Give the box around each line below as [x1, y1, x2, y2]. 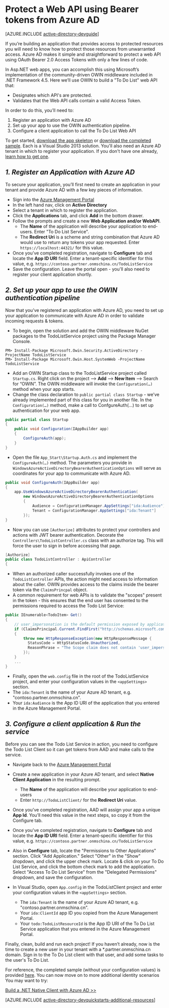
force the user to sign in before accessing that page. [12, 542, 122, 549]
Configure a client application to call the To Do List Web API [12, 127, 136, 134]
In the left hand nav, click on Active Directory [12, 202, 107, 208]
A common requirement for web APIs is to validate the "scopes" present [12, 592, 162, 598]
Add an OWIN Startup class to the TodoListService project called [12, 370, 147, 376]
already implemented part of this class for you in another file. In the [12, 396, 152, 403]
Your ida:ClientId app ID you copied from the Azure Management [20, 909, 158, 916]
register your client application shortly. [12, 271, 93, 277]
